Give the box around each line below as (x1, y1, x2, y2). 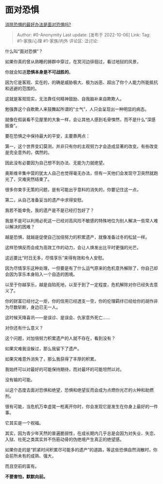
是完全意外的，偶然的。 (5, 149, 52, 155)
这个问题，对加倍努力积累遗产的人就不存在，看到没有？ (5, 335, 115, 341)
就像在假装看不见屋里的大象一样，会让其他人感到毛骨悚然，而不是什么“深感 (5, 116, 156, 122)
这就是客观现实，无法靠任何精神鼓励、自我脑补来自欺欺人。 (5, 96, 124, 101)
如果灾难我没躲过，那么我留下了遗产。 (5, 346, 81, 351)
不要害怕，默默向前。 (5, 473, 48, 479)
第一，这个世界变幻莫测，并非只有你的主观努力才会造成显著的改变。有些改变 (5, 143, 158, 149)
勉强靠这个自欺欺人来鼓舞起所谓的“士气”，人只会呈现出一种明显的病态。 (5, 106, 149, 112)
